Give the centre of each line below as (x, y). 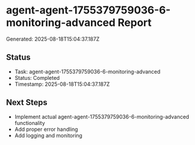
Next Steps (27, 102)
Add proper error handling (46, 129)
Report (135, 23)
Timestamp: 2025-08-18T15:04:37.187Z (62, 84)
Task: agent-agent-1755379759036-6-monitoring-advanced (87, 72)
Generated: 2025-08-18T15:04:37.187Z (53, 39)
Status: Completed (37, 77)
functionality (30, 123)
